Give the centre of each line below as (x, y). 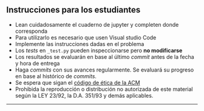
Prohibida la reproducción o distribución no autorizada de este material (104, 89)
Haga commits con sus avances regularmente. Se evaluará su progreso (104, 70)
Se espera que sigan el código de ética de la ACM (78, 82)
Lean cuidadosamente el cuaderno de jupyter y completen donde (97, 24)
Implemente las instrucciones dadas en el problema (80, 44)
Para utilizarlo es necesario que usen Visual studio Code (86, 37)
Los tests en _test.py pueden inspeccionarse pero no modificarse (99, 50)
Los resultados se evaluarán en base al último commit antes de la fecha (104, 56)
